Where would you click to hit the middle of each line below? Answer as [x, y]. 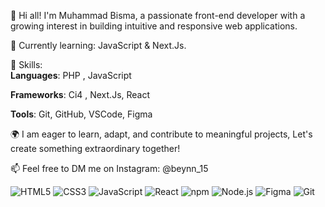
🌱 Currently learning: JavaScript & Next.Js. [98, 45]
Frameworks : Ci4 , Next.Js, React [80, 94]
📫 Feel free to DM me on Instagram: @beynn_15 [109, 168]
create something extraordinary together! [95, 148]
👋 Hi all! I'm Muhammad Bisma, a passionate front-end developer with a [158, 15]
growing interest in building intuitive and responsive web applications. [154, 26]
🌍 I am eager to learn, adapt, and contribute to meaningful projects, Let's [161, 134]
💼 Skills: [26, 64]
